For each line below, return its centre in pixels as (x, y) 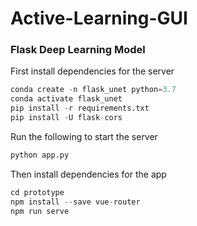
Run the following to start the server (84, 136)
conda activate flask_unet (66, 99)
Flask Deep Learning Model (78, 50)
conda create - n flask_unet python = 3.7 (93, 90)
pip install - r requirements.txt (80, 108)
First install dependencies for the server (92, 71)
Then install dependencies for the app (88, 174)
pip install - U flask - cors (66, 118)
